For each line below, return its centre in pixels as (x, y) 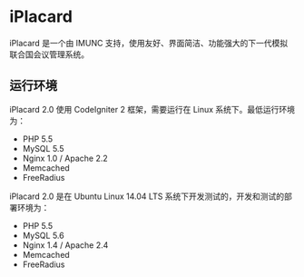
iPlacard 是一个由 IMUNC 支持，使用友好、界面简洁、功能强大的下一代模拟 (149, 43)
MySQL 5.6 (44, 235)
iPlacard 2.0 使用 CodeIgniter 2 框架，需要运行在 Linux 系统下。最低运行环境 (152, 109)
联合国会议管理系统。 (49, 54)
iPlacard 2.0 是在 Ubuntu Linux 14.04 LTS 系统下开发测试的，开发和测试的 (147, 196)
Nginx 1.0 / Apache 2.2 (65, 158)
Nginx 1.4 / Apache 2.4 (65, 245)
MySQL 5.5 (43, 148)
